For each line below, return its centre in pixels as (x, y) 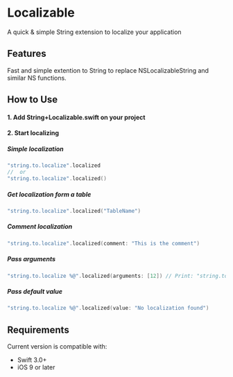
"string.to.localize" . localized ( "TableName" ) (74, 211)
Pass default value (35, 292)
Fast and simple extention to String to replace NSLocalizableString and (108, 70)
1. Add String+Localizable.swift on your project (76, 117)
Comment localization (40, 227)
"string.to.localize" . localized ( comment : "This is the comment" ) (103, 243)
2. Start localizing (33, 133)
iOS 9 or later (36, 367)
